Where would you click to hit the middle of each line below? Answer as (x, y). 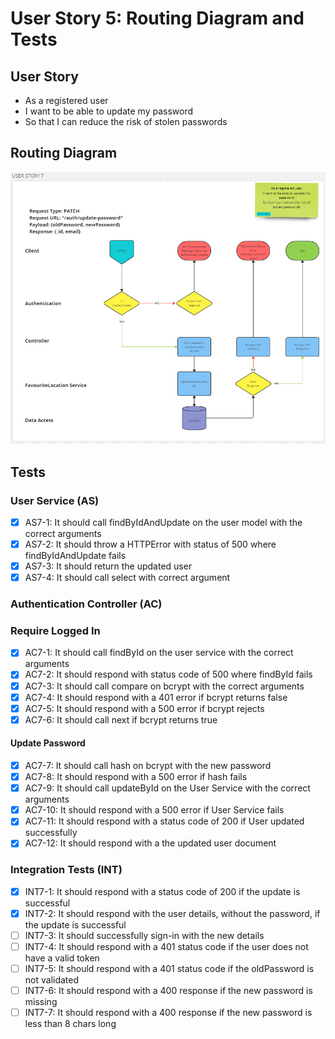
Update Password (48, 743)
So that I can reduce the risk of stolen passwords (126, 121)
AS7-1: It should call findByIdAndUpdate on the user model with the (163, 522)
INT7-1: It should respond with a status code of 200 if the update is (162, 891)
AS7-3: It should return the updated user (108, 566)
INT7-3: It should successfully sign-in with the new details (144, 935)
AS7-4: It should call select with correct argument (127, 578)
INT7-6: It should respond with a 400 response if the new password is (168, 990)
